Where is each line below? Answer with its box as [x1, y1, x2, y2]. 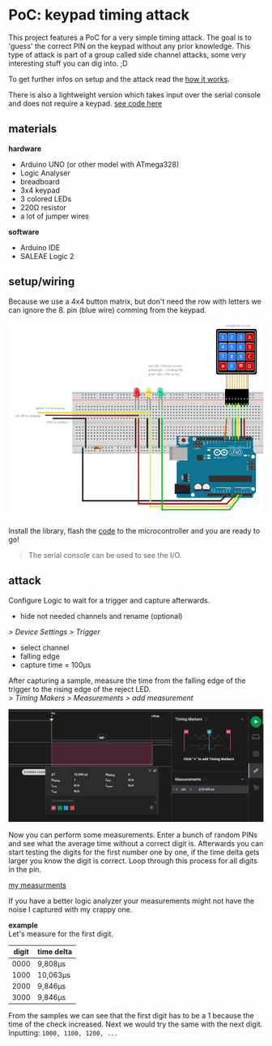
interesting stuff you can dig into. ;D [8, 58, 128, 68]
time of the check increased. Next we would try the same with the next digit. [8, 1019, 263, 1029]
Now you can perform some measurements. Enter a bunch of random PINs [8, 830, 257, 840]
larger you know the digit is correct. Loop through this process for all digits [8, 855, 257, 866]
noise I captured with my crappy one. [8, 904, 133, 914]
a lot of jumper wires [19, 211, 89, 221]
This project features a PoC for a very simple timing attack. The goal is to [8, 32, 253, 42]
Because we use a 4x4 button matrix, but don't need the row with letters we [8, 296, 261, 306]
